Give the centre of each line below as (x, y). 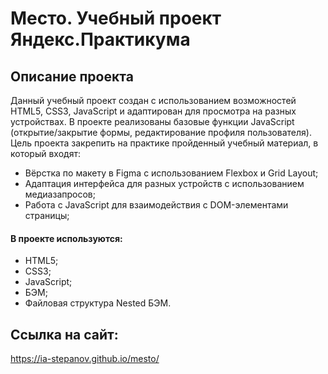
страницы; (47, 215)
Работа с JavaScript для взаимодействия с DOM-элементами (156, 205)
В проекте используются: (66, 238)
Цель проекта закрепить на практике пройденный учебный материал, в (164, 143)
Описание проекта (72, 76)
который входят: (45, 153)
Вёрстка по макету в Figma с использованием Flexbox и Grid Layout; (171, 173)
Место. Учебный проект (116, 18)
